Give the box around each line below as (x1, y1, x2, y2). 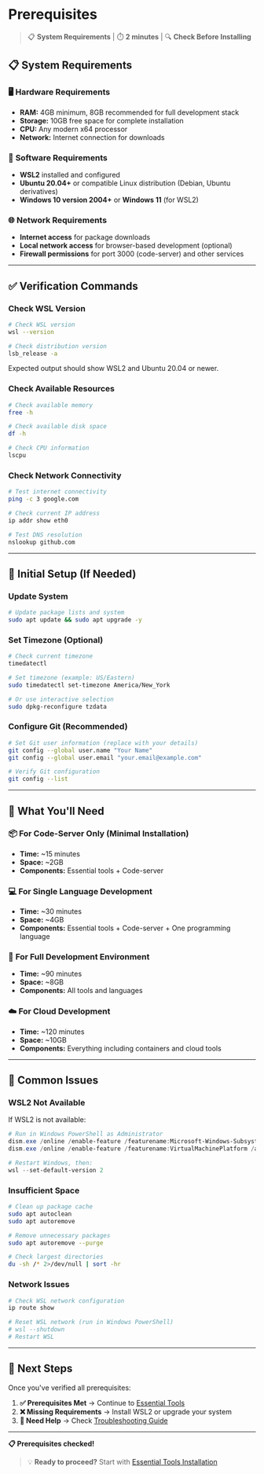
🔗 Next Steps (8, 1362, 73, 1376)
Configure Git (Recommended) (8, 721, 128, 732)
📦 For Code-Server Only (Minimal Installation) (8, 828, 189, 839)
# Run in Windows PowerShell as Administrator (8, 1130, 163, 1138)
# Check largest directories (8, 1253, 104, 1261)
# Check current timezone (8, 652, 93, 661)
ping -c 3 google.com (8, 495, 79, 504)
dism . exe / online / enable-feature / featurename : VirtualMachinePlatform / (8, 1145, 255, 1153)
